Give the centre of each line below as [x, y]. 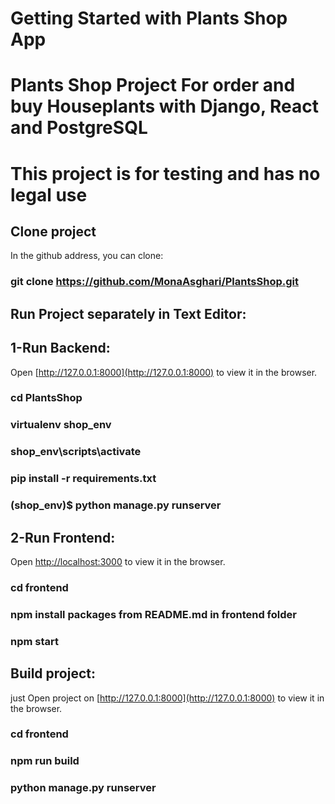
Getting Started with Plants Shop [149, 18]
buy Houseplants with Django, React [164, 106]
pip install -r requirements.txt [83, 479]
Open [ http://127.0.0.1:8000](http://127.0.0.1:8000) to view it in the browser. [164, 372]
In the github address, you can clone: [87, 256]
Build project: [53, 673]
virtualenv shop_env [61, 425]
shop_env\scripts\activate [76, 452]
